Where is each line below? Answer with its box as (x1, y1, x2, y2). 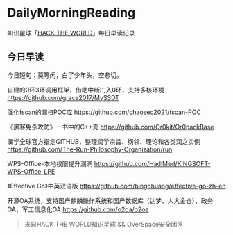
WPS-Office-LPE (7, 167, 55, 175)
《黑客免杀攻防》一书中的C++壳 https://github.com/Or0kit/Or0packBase (7, 122, 214, 131)
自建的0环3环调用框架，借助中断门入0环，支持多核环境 (7, 86, 165, 94)
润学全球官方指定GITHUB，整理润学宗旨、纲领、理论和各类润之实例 (7, 137, 201, 145)
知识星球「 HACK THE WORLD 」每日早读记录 (7, 29, 135, 37)
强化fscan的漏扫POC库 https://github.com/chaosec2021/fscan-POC (7, 108, 201, 116)
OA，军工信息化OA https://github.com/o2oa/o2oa (7, 205, 149, 213)
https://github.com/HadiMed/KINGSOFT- (94, 159, 211, 168)
